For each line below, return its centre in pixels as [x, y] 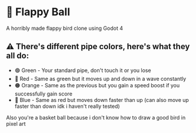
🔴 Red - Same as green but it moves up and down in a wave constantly [100, 79]
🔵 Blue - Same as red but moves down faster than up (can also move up [102, 100]
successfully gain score [43, 94]
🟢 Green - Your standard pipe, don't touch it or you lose [83, 70]
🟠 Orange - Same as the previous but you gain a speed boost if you [97, 85]
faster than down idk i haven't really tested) [67, 106]
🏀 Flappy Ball [38, 12]
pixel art [16, 124]
